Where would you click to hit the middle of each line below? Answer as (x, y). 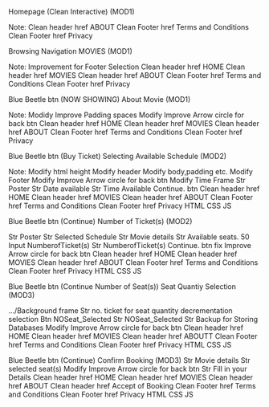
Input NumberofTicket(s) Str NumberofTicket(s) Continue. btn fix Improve (130, 245)
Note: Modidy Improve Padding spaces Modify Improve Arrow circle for (126, 115)
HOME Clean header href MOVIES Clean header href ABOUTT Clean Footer (133, 336)
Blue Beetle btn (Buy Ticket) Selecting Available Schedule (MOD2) (118, 156)
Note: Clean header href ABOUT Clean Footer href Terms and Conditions (129, 27)
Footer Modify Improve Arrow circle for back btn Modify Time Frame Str (127, 180)
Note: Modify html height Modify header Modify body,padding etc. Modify (130, 171)
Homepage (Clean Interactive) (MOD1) (71, 12)
